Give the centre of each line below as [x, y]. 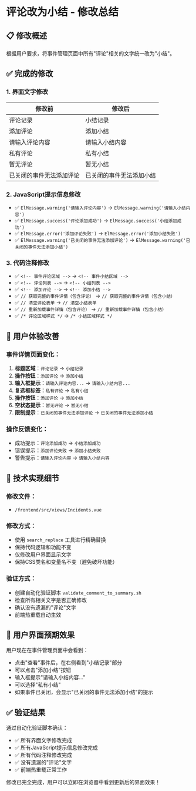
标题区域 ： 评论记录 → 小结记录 [49, 368]
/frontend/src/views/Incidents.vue [58, 510]
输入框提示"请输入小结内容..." [50, 677]
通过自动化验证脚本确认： [37, 728]
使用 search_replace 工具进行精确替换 [60, 540]
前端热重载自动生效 [38, 614]
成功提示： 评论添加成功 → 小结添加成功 [58, 443]
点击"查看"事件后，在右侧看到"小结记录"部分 [68, 663]
